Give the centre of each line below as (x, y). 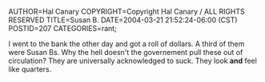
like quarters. (30, 69)
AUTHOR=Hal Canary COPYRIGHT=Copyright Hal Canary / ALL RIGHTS (127, 12)
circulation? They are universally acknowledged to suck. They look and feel (133, 61)
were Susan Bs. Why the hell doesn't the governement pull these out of (126, 52)
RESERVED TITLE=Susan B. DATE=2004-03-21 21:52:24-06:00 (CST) (123, 20)
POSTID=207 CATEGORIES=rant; (63, 28)
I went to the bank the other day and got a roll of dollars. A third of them (126, 44)
